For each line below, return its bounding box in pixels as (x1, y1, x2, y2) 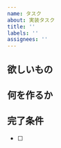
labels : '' (7, 29, 39, 37)
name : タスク (7, 10, 42, 17)
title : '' (7, 23, 36, 30)
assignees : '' (7, 36, 49, 43)
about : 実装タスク (7, 17, 55, 24)
